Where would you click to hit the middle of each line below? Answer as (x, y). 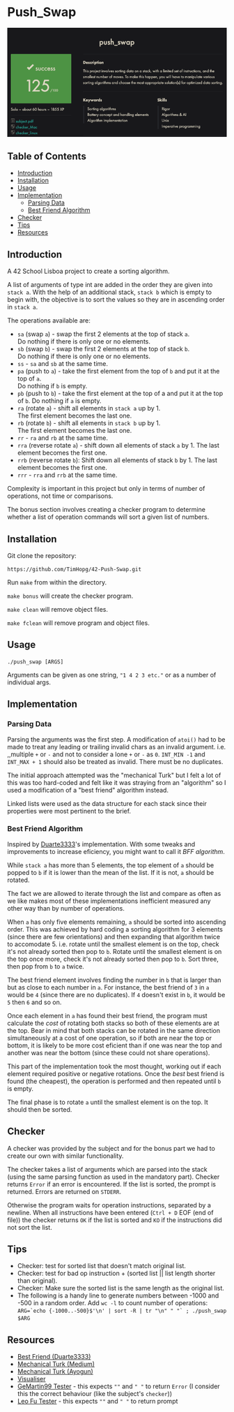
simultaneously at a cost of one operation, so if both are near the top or (110, 1038)
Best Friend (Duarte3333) (54, 1357)
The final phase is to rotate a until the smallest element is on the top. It (108, 1102)
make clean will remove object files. (57, 610)
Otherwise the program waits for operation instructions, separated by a (109, 1205)
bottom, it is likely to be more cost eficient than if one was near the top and (115, 1045)
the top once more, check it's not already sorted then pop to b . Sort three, (113, 959)
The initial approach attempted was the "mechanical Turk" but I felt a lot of (114, 775)
